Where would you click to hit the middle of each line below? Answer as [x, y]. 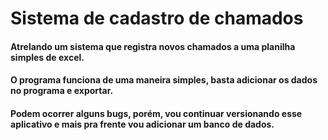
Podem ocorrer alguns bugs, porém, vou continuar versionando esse [156, 113]
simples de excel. [47, 57]
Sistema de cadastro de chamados [157, 18]
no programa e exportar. [62, 91]
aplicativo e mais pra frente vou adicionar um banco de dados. [142, 124]
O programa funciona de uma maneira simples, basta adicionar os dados [164, 80]
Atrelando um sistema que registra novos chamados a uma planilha [153, 46]
